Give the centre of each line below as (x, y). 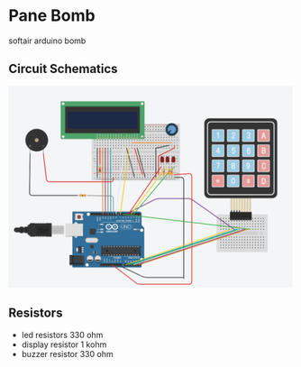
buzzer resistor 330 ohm (67, 353)
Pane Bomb (52, 16)
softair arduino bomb (47, 41)
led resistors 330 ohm (62, 335)
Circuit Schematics (63, 69)
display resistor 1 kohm (64, 344)
